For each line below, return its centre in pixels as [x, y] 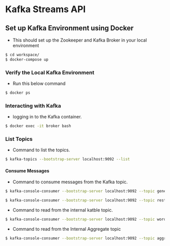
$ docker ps [18, 93]
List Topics [19, 139]
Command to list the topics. [41, 150]
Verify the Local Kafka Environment [50, 72]
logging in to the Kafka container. [47, 117]
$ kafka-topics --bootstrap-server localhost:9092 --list [68, 159]
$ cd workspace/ [22, 55]
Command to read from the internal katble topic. [63, 210]
